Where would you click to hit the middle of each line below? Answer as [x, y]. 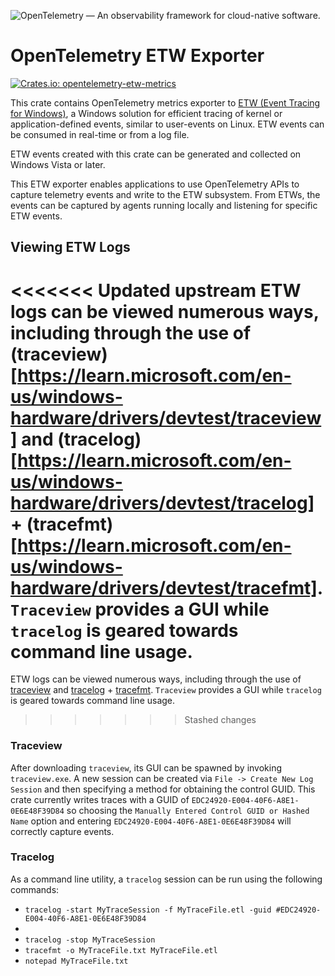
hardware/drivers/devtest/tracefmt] [164, 587]
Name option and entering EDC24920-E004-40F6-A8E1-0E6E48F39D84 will [151, 821]
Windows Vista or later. [58, 164]
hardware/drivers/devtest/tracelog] [162, 502]
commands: [35, 889]
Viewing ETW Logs [70, 247]
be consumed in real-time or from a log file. [100, 134]
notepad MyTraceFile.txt [76, 961]
